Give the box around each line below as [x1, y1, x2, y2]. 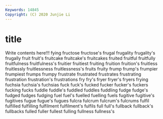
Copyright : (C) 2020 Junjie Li [5, 12, 70, 17]
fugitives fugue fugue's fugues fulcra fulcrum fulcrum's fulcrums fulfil [5, 98, 149, 104]
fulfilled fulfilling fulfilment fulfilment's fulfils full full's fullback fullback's [5, 103, 153, 109]
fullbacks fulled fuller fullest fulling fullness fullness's [5, 108, 115, 114]
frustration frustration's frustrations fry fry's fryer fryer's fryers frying [5, 76, 148, 82]
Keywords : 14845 [5, 7, 39, 12]
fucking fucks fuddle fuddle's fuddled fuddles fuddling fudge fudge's [5, 87, 148, 93]
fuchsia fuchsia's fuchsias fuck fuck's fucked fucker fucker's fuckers [5, 82, 148, 88]
